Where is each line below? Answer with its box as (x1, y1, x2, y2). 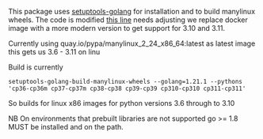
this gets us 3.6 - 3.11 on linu (8, 47, 101, 56)
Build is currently (8, 62, 63, 72)
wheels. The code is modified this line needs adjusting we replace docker (8, 15, 248, 24)
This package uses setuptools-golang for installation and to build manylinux (8, 7, 256, 16)
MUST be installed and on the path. (8, 122, 124, 131)
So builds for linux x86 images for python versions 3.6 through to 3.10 (8, 99, 235, 107)
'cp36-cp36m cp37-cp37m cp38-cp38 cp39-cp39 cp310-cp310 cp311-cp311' (8, 85, 246, 92)
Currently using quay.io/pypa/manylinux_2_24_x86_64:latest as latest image (8, 39, 256, 48)
